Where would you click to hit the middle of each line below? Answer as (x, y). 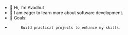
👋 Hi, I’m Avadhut (27, 8)
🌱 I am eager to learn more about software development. (66, 13)
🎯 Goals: (18, 18)
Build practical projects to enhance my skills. (71, 28)
